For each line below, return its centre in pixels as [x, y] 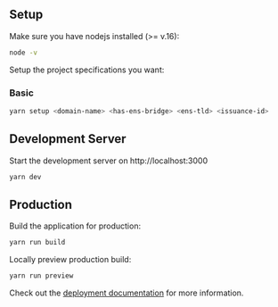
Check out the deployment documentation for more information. [127, 293]
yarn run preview [41, 276]
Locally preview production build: [70, 260]
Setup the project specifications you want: [87, 70]
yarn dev [25, 177]
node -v [24, 53]
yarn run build [37, 243]
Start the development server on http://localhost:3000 [108, 161]
